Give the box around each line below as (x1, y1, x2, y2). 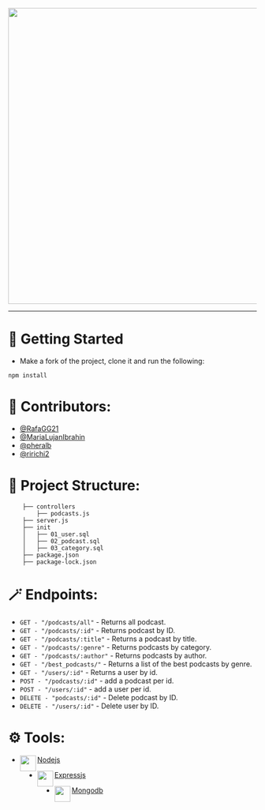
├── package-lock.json (22, 557, 97, 566)
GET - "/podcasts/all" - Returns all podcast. (19, 617, 166, 627)
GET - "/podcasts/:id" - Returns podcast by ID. (19, 625, 176, 635)
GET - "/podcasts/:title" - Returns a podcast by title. (19, 634, 197, 643)
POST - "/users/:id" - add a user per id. (19, 684, 151, 694)
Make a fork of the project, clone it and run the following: (19, 356, 205, 366)
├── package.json (22, 551, 80, 559)
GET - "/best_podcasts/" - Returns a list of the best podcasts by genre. (19, 659, 252, 669)
